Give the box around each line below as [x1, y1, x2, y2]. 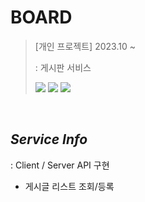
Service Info [10, 131, 88, 148]
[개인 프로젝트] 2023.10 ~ [34, 40, 136, 52]
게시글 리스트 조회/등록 [24, 180, 115, 192]
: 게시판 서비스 [34, 61, 92, 73]
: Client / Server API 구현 [10, 159, 110, 171]
